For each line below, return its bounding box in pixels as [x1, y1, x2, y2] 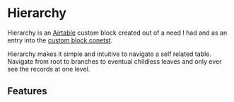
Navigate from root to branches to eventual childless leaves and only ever [7, 57, 222, 65]
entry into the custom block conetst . [7, 35, 113, 44]
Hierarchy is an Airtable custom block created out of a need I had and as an [7, 28, 228, 37]
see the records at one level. [7, 64, 90, 73]
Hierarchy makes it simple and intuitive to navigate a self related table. [7, 50, 212, 58]
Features [7, 85, 47, 97]
